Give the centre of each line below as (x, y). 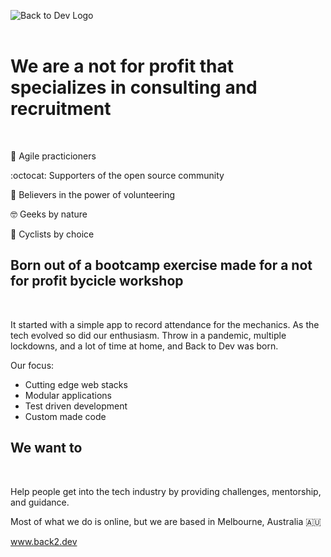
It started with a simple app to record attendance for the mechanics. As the (165, 324)
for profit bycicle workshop (97, 281)
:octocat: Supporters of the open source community (117, 175)
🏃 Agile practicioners (53, 156)
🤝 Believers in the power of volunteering (93, 194)
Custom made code (65, 416)
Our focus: (32, 365)
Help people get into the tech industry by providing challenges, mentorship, (166, 491)
